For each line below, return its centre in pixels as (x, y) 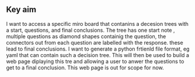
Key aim (21, 10)
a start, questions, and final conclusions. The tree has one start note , (91, 30)
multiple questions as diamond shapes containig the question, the (86, 36)
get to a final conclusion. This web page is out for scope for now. (85, 68)
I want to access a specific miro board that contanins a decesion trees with (97, 24)
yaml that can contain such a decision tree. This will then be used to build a (98, 55)
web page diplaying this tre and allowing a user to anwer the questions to (95, 61)
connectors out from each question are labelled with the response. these (95, 42)
